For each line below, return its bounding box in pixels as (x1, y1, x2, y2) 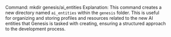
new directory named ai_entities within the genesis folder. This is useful (5, 10, 160, 16)
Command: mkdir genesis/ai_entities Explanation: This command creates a (5, 5, 162, 10)
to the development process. (5, 26, 66, 32)
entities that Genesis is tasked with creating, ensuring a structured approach (5, 20, 166, 26)
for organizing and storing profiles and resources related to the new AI (5, 15, 153, 21)
